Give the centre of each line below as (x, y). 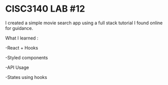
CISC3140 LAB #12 (45, 9)
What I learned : (22, 38)
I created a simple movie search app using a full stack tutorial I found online (84, 23)
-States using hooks (26, 77)
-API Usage (17, 67)
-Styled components (27, 57)
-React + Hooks (22, 48)
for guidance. (19, 28)
